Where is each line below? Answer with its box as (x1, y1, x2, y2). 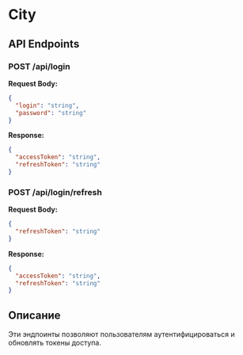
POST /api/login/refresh (8, 186, 103, 197)
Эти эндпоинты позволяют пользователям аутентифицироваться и (8, 330, 235, 339)
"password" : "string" (15, 109, 87, 116)
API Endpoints (8, 37, 80, 51)
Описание (8, 308, 61, 322)
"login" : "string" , (15, 101, 80, 109)
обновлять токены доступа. (8, 338, 101, 348)
